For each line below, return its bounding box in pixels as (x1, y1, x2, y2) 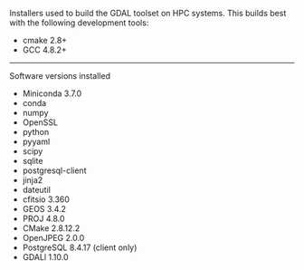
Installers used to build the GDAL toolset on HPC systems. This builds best (9, 8, 287, 18)
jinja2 (22, 175, 43, 185)
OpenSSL (22, 117, 59, 128)
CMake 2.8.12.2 (22, 223, 81, 234)
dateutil (22, 185, 52, 195)
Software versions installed (9, 71, 111, 81)
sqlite (22, 156, 43, 166)
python (22, 127, 50, 137)
